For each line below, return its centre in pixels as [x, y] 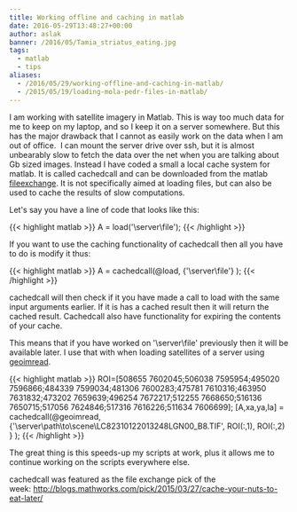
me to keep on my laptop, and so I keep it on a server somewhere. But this [145, 126]
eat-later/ [26, 498]
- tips [29, 67]
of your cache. [36, 326]
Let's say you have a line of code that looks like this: [104, 209]
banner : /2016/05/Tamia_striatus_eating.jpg [93, 42]
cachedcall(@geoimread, [55, 416]
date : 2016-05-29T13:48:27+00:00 [71, 26]
